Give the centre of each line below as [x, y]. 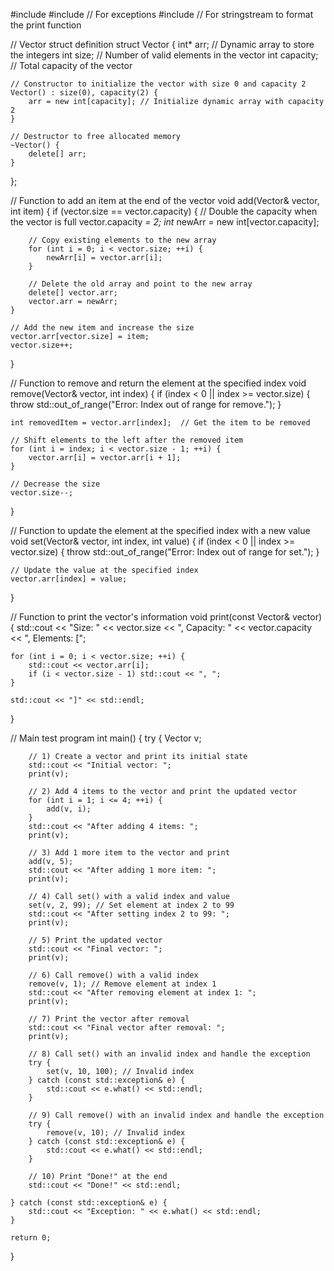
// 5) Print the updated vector [95, 940]
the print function [46, 25]
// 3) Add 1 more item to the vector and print [129, 853]
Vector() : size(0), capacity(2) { [84, 93]
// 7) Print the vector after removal [109, 1019]
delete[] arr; [57, 154]
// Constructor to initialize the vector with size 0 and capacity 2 [158, 84]
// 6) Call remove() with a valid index [113, 975]
